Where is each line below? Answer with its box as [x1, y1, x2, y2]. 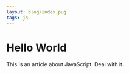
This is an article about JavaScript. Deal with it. [6, 61, 124, 68]
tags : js [6, 15, 29, 21]
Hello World [6, 41, 67, 55]
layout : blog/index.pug [6, 9, 67, 15]
